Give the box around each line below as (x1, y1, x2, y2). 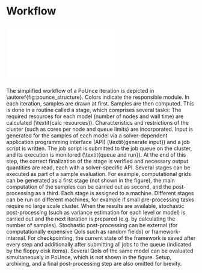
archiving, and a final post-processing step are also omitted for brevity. (6, 260, 182, 267)
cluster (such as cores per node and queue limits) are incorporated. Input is (6, 125, 194, 133)
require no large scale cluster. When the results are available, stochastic (6, 202, 185, 209)
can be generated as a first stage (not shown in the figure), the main (6, 177, 176, 184)
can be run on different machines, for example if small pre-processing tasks (6, 196, 194, 203)
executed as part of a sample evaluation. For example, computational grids (6, 170, 191, 177)
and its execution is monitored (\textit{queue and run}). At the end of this (6, 151, 186, 158)
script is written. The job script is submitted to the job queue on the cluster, (6, 145, 192, 152)
